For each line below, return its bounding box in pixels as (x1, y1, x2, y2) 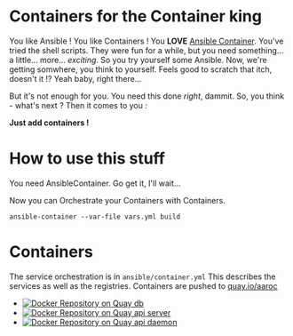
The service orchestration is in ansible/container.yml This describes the (9, 271, 277, 282)
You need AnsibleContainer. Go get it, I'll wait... (9, 178, 181, 188)
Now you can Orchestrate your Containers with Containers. (9, 195, 226, 205)
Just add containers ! (9, 117, 90, 128)
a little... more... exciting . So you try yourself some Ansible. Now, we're (9, 54, 268, 65)
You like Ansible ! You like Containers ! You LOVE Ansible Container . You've (9, 36, 284, 46)
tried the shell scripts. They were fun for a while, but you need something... (9, 44, 284, 55)
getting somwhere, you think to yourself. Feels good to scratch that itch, (9, 64, 273, 75)
